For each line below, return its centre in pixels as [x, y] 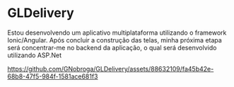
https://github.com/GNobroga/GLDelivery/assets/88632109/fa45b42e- [111, 69]
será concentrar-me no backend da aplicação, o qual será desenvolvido [112, 47]
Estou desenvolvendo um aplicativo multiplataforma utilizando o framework [117, 33]
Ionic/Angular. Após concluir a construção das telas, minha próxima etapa [115, 40]
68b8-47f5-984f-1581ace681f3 [53, 76]
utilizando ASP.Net [35, 55]
